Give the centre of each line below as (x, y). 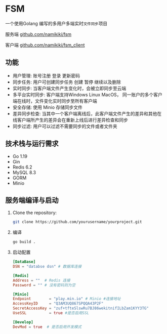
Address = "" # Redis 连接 (41, 280)
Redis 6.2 (22, 167)
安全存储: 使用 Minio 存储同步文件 (47, 107)
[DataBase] (24, 262)
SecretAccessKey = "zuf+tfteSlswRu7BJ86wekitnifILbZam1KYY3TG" (81, 308)
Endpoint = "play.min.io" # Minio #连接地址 (67, 299)
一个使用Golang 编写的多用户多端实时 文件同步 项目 (56, 23)
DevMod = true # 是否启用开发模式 (47, 327)
